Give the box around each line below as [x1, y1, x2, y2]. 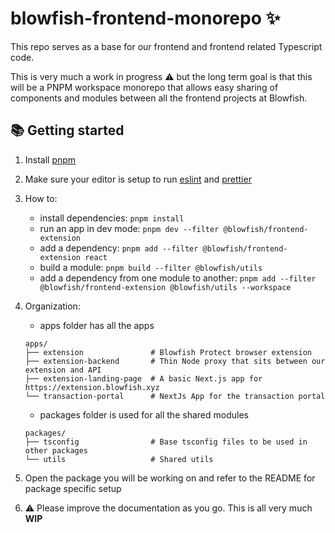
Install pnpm [24, 153, 77, 166]
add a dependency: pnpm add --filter [39, 242, 199, 254]
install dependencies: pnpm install [39, 212, 185, 224]
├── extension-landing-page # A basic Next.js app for [24, 373, 263, 384]
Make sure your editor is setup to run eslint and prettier [24, 173, 252, 185]
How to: [24, 192, 58, 204]
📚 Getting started [10, 122, 125, 139]
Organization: [24, 300, 81, 312]
